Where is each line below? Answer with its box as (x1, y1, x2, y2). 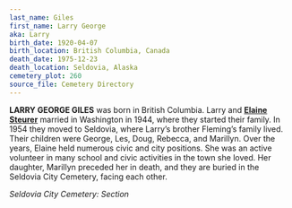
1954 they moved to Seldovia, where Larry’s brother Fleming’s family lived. (9, 123, 284, 134)
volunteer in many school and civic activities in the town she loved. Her (9, 152, 271, 162)
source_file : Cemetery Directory (9, 80, 134, 89)
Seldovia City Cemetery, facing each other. (9, 171, 167, 182)
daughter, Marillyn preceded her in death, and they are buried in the (9, 161, 260, 172)
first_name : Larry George (9, 22, 106, 30)
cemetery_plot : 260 (9, 72, 82, 81)
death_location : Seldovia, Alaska (9, 64, 139, 73)
